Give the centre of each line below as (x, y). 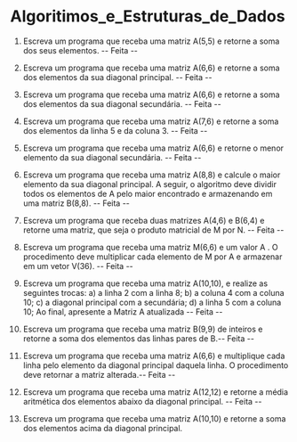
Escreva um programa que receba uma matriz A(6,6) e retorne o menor (153, 148)
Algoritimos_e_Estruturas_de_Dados (148, 16)
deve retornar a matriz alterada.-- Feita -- (99, 374)
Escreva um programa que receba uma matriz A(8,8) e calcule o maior (152, 175)
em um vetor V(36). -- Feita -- (78, 266)
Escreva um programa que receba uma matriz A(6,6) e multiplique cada (154, 356)
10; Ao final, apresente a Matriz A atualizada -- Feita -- (123, 311)
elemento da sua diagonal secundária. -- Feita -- (112, 157)
